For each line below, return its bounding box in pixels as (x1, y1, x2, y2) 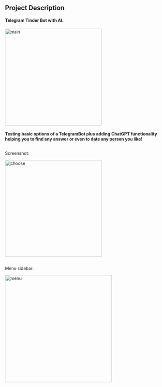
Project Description (5, 4, 65, 12)
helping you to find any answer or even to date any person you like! (5, 136, 143, 142)
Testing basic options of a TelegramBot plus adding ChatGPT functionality (5, 131, 158, 137)
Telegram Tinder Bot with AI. (5, 17, 64, 23)
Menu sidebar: (5, 265, 34, 271)
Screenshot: (5, 150, 29, 156)
